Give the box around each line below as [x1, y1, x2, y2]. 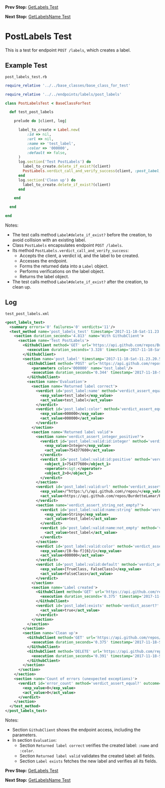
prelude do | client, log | [14, 118, 67, 123]
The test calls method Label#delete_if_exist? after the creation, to [12, 279, 148, 285]
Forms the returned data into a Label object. [19, 263, 109, 269]
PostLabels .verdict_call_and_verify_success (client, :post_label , [23, 169, 162, 174]
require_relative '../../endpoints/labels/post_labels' [5, 92, 122, 97]
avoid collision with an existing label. [12, 237, 86, 243]
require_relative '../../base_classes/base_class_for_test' [5, 83, 131, 88]
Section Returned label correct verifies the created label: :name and [19, 742, 159, 749]
